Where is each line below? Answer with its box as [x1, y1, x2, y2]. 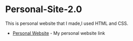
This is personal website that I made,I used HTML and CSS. [5, 20, 128, 26]
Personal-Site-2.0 [5, 4, 82, 15]
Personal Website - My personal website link [12, 30, 105, 36]
